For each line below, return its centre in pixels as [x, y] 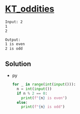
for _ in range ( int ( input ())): [44, 84]
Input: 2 [14, 22]
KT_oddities [30, 9]
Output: [13, 40]
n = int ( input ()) [34, 89]
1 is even [15, 44]
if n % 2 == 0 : [32, 93]
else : [22, 102]
